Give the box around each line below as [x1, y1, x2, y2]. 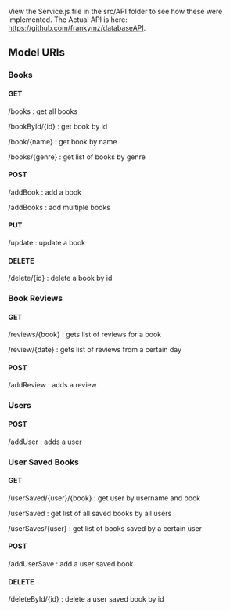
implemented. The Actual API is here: [8, 15, 128, 24]
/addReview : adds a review [8, 380, 97, 390]
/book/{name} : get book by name [8, 136, 117, 146]
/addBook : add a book [8, 187, 82, 197]
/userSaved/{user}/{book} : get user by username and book [8, 493, 201, 503]
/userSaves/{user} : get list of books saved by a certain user [8, 523, 202, 533]
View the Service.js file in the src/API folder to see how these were [8, 7, 223, 16]
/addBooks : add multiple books [8, 202, 111, 212]
